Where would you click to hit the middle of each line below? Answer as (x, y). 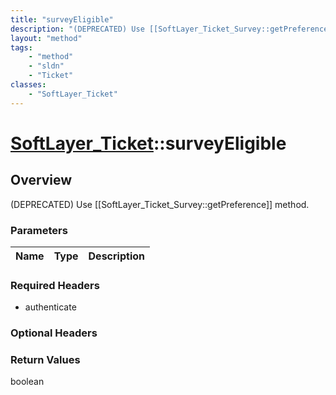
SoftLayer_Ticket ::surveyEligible (148, 143)
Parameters (39, 230)
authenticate (50, 307)
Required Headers (55, 285)
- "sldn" (46, 66)
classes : (28, 85)
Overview (41, 180)
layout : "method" (46, 38)
